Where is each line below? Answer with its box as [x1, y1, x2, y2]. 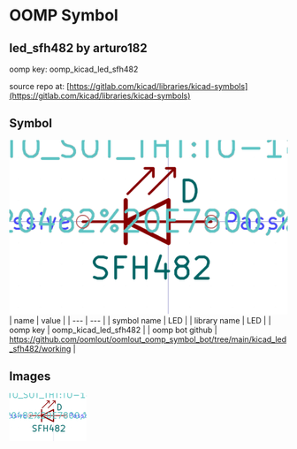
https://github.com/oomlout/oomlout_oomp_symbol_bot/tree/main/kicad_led [9, 333, 287, 345]
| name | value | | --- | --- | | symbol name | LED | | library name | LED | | [9, 315, 271, 325]
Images [9, 369, 51, 384]
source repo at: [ [9, 81, 70, 91]
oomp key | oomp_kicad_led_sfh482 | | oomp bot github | [9, 324, 218, 335]
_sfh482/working [9, 343, 72, 354]
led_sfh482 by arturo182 [9, 41, 148, 56]
